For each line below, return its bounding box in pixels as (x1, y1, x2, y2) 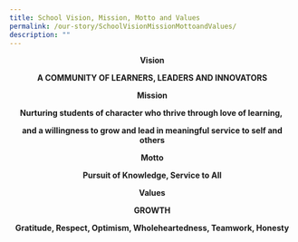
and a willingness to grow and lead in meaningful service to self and (22, 125, 283, 136)
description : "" (9, 30, 71, 39)
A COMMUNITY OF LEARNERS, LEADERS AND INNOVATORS (36, 73, 268, 83)
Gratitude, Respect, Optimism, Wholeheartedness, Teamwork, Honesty (14, 223, 290, 234)
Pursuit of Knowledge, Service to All (82, 169, 222, 181)
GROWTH (133, 205, 171, 216)
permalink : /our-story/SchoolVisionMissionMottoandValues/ (9, 22, 237, 31)
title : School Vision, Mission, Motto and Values (9, 13, 201, 23)
